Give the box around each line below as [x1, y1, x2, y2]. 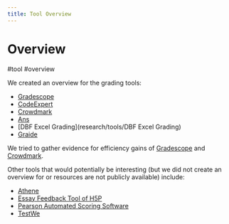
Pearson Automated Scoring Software [17, 201, 129, 210]
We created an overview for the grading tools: [7, 78, 142, 87]
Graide [17, 129, 38, 139]
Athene [17, 186, 39, 195]
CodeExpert [17, 100, 53, 108]
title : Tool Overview [7, 10, 72, 18]
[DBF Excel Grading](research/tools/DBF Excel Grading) [17, 122, 181, 131]
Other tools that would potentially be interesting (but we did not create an [7, 165, 222, 174]
